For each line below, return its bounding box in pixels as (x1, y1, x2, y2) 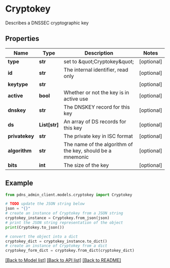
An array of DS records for (63, 118, 126, 125)
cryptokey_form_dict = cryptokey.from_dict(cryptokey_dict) (5, 248, 135, 253)
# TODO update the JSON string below (5, 201, 85, 206)
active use (63, 95, 89, 102)
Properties (5, 34, 39, 43)
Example (5, 179, 33, 188)
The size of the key (63, 161, 109, 168)
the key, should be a (63, 147, 112, 154)
